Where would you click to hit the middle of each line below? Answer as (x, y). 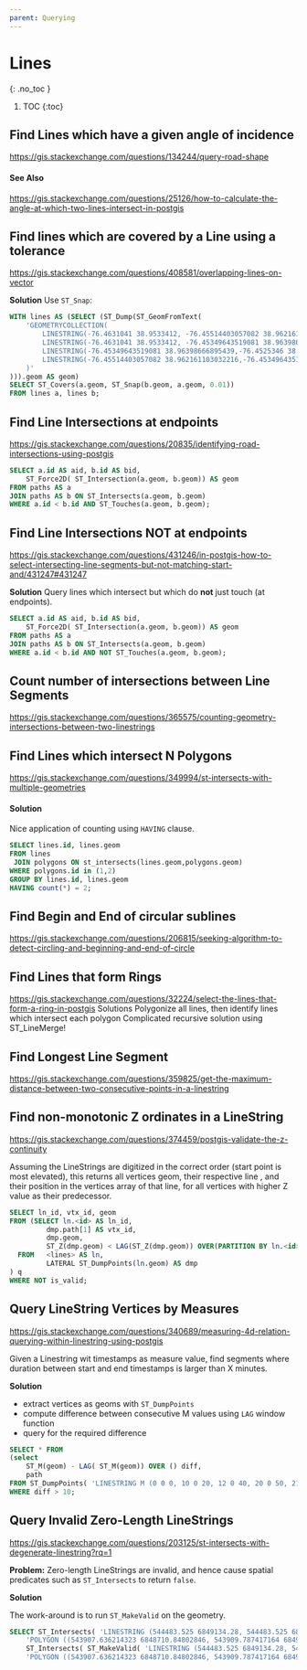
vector (21, 282)
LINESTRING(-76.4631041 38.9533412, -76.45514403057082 (151, 335)
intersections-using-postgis (62, 453)
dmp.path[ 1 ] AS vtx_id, (91, 1229)
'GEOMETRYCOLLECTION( (67, 325)
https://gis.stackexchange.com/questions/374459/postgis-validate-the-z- (149, 1139)
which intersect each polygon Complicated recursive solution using (136, 1018)
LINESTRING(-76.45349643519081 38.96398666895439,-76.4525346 (163, 351)
